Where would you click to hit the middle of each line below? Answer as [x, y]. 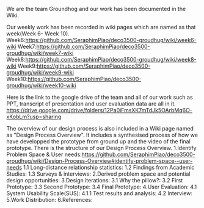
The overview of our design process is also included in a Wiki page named [100, 128]
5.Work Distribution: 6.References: [49, 200]
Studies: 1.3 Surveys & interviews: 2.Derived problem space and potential [98, 174]
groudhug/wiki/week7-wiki [40, 53]
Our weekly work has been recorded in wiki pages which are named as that [101, 27]
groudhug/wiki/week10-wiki [41, 85]
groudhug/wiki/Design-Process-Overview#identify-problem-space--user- [100, 161]
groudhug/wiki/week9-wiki [40, 72]
